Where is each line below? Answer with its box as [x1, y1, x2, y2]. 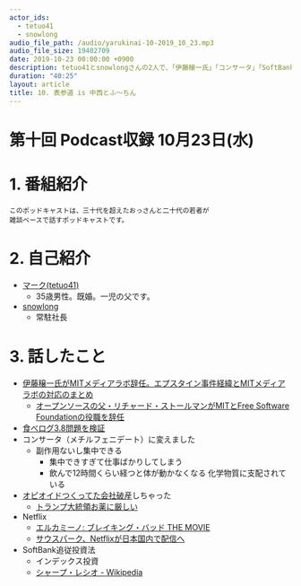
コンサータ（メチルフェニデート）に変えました [21, 433, 195, 444]
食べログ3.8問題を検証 [21, 423, 106, 433]
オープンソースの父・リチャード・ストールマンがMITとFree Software [35, 400, 289, 411]
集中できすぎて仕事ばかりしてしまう [48, 456, 184, 467]
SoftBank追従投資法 [21, 544, 96, 555]
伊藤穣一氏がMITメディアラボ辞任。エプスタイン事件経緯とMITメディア [21, 378, 286, 389]
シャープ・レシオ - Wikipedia [35, 566, 143, 577]
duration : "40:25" [9, 72, 78, 81]
